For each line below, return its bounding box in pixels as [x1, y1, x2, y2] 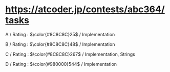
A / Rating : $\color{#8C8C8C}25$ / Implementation [5, 31, 115, 37]
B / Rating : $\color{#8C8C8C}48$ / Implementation [5, 41, 115, 47]
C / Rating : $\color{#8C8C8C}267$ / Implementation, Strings [5, 51, 136, 57]
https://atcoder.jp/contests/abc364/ [5, 4, 165, 15]
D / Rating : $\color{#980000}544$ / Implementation [5, 61, 117, 67]
